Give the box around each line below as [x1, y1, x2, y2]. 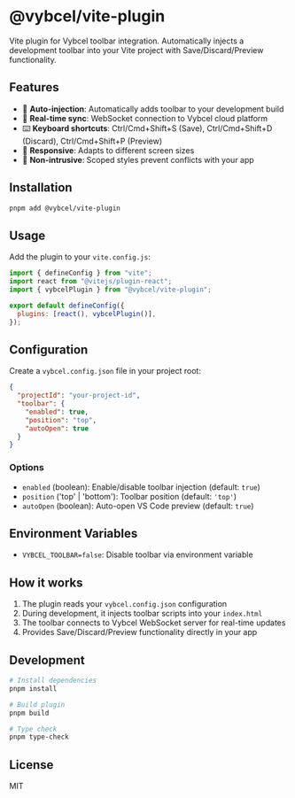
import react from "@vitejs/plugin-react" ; [9, 277, 173, 286]
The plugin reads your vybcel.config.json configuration [21, 599, 228, 609]
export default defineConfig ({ [9, 301, 125, 310]
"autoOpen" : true [25, 423, 89, 433]
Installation [9, 180, 73, 196]
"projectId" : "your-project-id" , [17, 391, 141, 400]
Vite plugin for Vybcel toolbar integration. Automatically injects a [9, 35, 245, 46]
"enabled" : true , [25, 407, 89, 416]
